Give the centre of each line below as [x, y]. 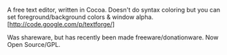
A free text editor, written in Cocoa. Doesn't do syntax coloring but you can [114, 10]
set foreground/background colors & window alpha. [80, 17]
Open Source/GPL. [34, 44]
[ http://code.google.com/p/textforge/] [61, 24]
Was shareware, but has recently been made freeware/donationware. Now [113, 37]
